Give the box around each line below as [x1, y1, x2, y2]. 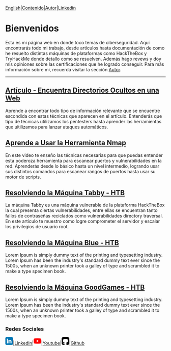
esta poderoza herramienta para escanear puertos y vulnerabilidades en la [5, 157, 162, 164]
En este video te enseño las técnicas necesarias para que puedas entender [5, 152, 163, 158]
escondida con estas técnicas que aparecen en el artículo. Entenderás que [5, 113, 162, 119]
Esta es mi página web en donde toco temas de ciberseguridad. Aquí [5, 39, 150, 45]
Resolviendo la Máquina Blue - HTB [5, 238, 119, 247]
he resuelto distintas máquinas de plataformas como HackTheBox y [5, 50, 147, 56]
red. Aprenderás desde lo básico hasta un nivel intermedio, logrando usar [5, 163, 160, 169]
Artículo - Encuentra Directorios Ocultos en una [5, 86, 159, 95]
